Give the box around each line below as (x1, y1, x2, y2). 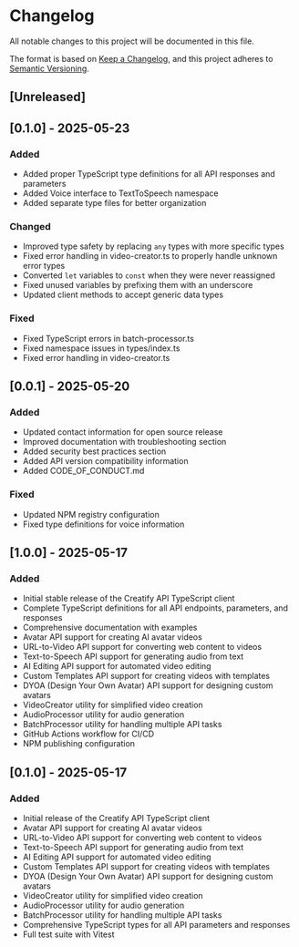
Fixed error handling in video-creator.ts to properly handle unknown (22, 251, 278, 262)
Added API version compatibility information (22, 456, 189, 467)
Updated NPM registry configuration (22, 509, 160, 520)
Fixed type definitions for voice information (22, 519, 185, 530)
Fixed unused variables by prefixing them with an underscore (22, 280, 253, 291)
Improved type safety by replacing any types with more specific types (22, 241, 284, 252)
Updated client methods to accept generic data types (22, 289, 224, 301)
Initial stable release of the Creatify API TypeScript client (22, 593, 235, 604)
